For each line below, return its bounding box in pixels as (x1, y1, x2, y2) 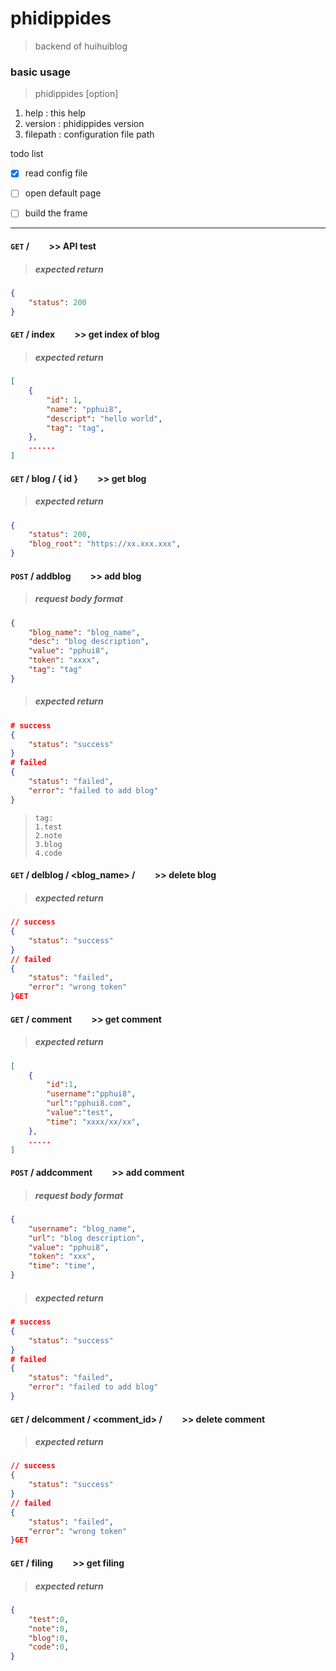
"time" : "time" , (28, 1261, 97, 1271)
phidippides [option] (34, 88, 119, 100)
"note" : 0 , (28, 1623, 70, 1634)
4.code (34, 848, 63, 858)
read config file (24, 167, 88, 179)
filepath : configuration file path (24, 128, 155, 141)
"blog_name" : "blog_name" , (28, 627, 141, 637)
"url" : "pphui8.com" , (46, 1098, 132, 1109)
